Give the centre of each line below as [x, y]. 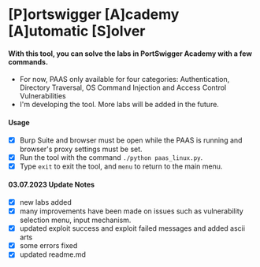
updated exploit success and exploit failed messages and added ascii [132, 228]
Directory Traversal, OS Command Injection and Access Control [123, 87]
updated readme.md [53, 254]
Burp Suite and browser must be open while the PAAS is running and [131, 140]
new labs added [46, 202]
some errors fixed [48, 246]
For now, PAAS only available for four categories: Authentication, [124, 80]
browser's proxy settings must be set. [81, 149]
